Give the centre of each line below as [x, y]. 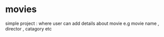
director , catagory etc [29, 28]
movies [21, 9]
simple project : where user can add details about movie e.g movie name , [82, 23]
